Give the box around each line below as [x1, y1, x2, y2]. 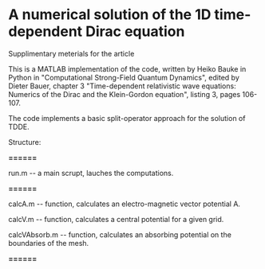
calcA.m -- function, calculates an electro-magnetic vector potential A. [8, 199, 241, 209]
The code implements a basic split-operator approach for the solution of [8, 113, 246, 123]
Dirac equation [85, 22, 185, 41]
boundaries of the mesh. [8, 238, 89, 248]
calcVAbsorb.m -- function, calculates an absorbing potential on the [8, 229, 231, 240]
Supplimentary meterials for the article [8, 49, 135, 58]
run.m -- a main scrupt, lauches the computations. [8, 168, 174, 177]
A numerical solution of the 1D [8, 6, 212, 24]
